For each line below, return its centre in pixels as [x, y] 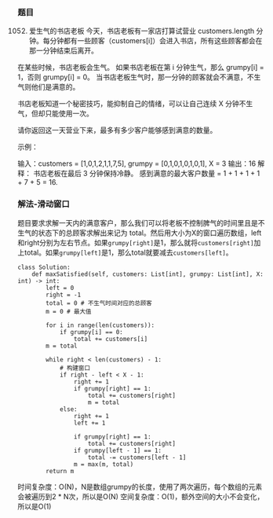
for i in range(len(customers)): [100, 325]
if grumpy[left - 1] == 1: [118, 450]
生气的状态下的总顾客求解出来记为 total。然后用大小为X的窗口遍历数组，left [140, 233]
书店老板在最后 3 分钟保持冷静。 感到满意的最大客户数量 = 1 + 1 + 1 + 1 [146, 174]
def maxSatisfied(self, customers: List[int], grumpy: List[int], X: [148, 274]
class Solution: [44, 267]
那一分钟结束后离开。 [63, 51]
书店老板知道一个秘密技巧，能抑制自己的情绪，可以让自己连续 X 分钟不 [132, 104]
